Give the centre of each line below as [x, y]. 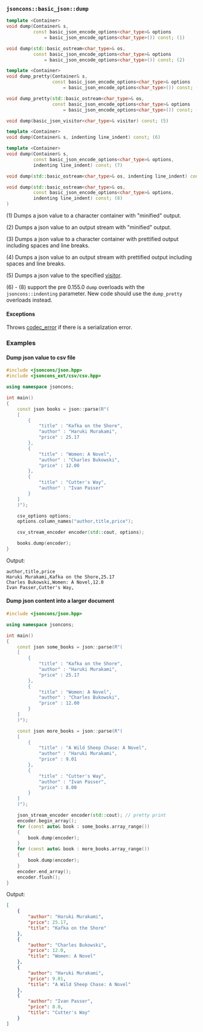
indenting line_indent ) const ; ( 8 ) [78, 198]
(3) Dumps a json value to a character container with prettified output [92, 239]
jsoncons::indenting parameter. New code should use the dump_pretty [94, 294]
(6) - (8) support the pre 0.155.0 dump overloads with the [76, 287]
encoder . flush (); [39, 877]
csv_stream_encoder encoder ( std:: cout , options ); [81, 533]
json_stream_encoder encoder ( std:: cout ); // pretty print [92, 815]
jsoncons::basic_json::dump [47, 9]
